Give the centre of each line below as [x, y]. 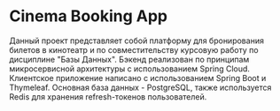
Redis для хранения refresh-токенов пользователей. [108, 96]
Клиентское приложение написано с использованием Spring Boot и [138, 78]
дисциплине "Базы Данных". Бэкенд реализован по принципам [129, 59]
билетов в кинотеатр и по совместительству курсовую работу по [134, 49]
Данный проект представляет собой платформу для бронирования [136, 41]
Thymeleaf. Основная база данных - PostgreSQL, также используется [140, 87]
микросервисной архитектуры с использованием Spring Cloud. [130, 69]
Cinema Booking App [89, 16]
